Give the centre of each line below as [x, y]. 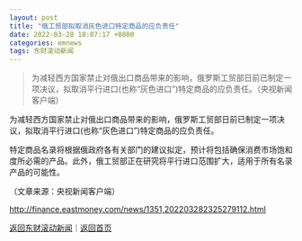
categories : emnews [46, 43]
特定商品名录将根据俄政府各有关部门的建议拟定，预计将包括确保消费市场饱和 [151, 150]
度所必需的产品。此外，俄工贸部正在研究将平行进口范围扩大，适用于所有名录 [151, 161]
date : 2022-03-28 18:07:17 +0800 [72, 34]
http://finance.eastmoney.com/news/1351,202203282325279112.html [138, 210]
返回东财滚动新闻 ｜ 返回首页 [61, 228]
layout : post [34, 18]
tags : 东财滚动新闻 [42, 51]
